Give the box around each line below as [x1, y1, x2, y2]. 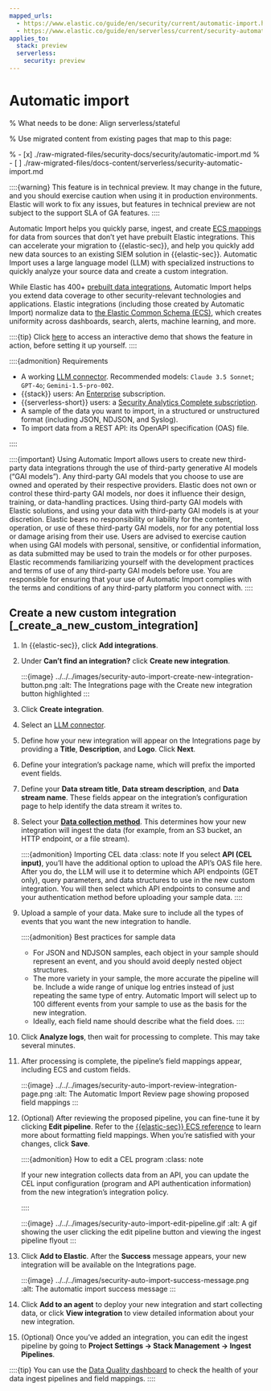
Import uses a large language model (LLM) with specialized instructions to [9, 257, 255, 267]
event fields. [20, 768, 63, 778]
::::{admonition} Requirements [9, 356, 109, 365]
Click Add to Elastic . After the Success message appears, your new [20, 1251, 247, 1260]
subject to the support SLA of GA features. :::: [9, 207, 160, 218]
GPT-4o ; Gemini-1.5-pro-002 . [20, 380, 114, 389]
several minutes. [20, 1040, 76, 1050]
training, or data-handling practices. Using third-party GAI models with [9, 497, 244, 506]
